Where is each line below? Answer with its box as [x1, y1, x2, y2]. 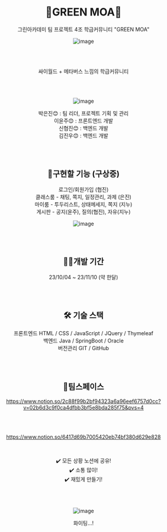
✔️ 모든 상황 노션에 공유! [56, 457, 111, 464]
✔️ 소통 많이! [69, 467, 98, 474]
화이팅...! [73, 520, 94, 527]
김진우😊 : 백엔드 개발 [59, 132, 108, 139]
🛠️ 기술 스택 [63, 310, 104, 320]
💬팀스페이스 [63, 382, 104, 392]
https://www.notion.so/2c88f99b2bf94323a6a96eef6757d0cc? [6, 398, 161, 405]
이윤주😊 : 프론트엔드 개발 [54, 117, 113, 124]
